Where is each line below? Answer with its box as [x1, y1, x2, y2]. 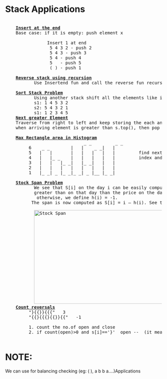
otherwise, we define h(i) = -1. [36, 195, 118, 200]
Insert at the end [15, 25, 61, 30]
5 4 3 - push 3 [49, 50, 87, 55]
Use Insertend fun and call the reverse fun [34, 80, 144, 85]
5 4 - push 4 [49, 55, 82, 60]
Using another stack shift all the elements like [34, 95, 158, 100]
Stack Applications [5, 3, 85, 15]
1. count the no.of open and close [28, 324, 116, 330]
